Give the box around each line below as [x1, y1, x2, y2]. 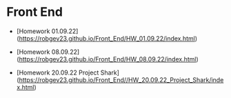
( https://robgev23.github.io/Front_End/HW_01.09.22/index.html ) [16, 34, 198, 42]
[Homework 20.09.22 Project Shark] [16, 68, 120, 77]
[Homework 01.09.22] [16, 27, 79, 35]
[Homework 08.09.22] [16, 48, 80, 56]
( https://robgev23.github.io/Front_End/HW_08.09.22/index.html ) [16, 55, 199, 63]
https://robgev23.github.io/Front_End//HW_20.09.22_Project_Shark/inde [19, 75, 224, 84]
